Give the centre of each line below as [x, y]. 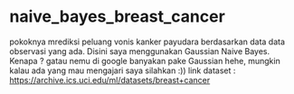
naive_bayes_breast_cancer [118, 17]
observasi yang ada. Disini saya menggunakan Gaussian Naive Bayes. [139, 51]
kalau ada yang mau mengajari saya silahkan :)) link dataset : [123, 70]
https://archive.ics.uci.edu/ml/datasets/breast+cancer [110, 80]
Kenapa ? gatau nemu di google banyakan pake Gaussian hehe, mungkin [145, 61]
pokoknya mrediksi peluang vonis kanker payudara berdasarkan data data [147, 42]
